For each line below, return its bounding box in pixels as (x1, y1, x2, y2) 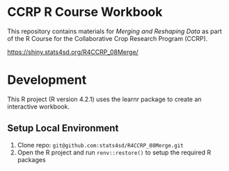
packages (17, 155, 47, 163)
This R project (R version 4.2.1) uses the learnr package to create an (7, 95, 202, 103)
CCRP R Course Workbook (7, 4, 163, 20)
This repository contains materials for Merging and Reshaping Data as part (7, 27, 223, 35)
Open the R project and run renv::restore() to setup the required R (17, 148, 211, 156)
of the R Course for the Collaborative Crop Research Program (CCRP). (7, 34, 208, 42)
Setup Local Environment (7, 123, 119, 134)
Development (7, 72, 87, 88)
